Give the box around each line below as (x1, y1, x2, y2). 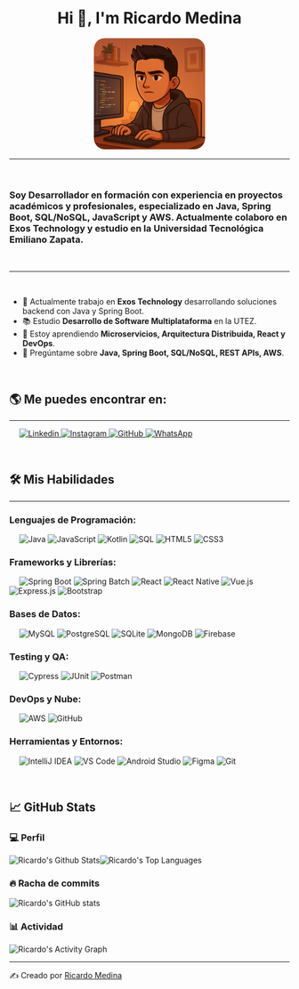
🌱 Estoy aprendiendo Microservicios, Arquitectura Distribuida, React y (21, 328, 287, 339)
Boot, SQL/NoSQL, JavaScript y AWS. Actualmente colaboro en (9, 211, 287, 223)
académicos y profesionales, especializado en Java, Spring (9, 199, 271, 212)
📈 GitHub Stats (9, 800, 96, 815)
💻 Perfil (9, 831, 45, 844)
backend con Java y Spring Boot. (21, 306, 145, 317)
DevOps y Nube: (9, 693, 82, 705)
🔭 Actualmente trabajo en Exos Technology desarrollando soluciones (21, 296, 278, 307)
